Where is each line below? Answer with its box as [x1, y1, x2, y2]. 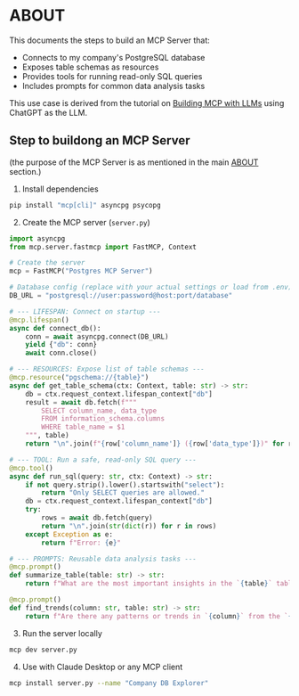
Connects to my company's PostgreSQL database [21, 52, 206, 62]
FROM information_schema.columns [41, 414, 166, 423]
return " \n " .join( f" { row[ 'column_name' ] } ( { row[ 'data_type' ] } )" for [25, 439, 285, 448]
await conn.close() [25, 348, 98, 357]
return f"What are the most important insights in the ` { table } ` [25, 579, 273, 588]
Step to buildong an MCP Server [9, 133, 190, 148]
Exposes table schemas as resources [21, 61, 159, 72]
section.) [9, 166, 42, 176]
